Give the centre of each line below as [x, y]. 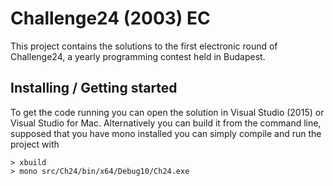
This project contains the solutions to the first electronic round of [144, 46]
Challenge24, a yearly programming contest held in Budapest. [138, 56]
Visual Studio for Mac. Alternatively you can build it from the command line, [166, 123]
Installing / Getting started [94, 88]
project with [35, 144]
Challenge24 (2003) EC [110, 18]
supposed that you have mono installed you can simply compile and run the [166, 133]
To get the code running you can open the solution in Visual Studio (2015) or [167, 112]
